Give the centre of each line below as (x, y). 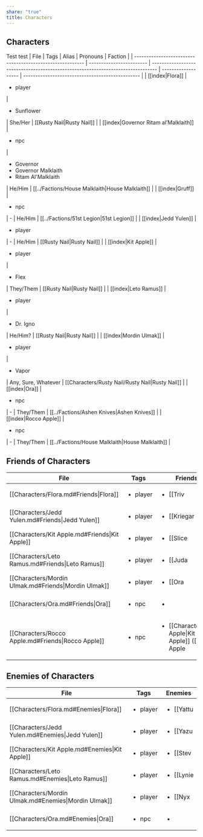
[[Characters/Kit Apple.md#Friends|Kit (64, 534)
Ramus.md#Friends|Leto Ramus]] (57, 564)
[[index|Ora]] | (24, 389)
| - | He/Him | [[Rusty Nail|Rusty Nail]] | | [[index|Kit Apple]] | (82, 242)
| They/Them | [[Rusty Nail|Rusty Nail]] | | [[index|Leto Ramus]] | (86, 289)
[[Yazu (183, 731)
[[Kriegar (182, 516)
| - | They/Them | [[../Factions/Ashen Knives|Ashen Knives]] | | (84, 412)
